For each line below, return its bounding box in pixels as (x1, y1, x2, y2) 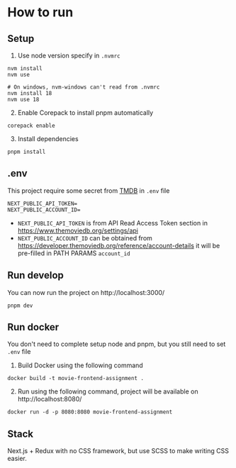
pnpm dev (7, 302, 33, 309)
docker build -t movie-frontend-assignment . (7, 375, 144, 382)
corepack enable (7, 122, 55, 129)
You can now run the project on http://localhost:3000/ (7, 288, 165, 296)
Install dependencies (17, 135, 79, 143)
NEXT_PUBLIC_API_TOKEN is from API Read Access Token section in (17, 218, 208, 227)
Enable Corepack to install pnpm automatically (17, 108, 154, 117)
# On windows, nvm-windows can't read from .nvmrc (7, 84, 160, 91)
